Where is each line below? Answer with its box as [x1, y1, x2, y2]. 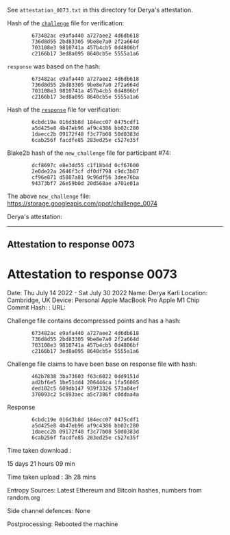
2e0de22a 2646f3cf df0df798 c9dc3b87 [31, 168, 139, 175]
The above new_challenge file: [7, 192, 91, 200]
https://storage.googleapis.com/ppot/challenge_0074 [7, 199, 157, 208]
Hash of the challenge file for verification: [7, 19, 125, 27]
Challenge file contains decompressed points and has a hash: [7, 316, 181, 325]
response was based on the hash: [7, 62, 101, 71]
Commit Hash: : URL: [7, 303, 66, 312]
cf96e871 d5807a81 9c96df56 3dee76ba [31, 174, 139, 181]
